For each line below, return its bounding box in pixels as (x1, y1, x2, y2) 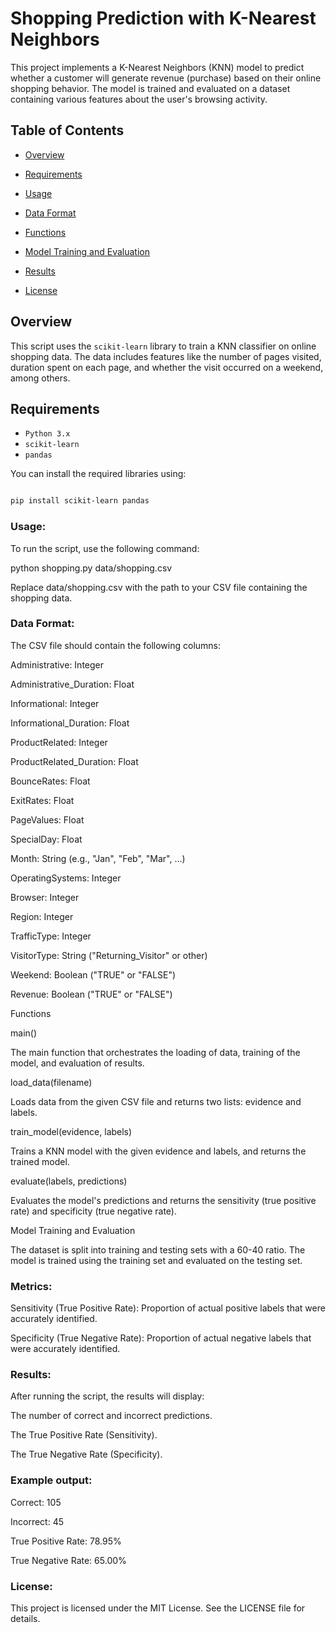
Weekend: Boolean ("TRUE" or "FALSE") (10, 968, 177, 981)
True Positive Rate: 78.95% (10, 1535, 122, 1547)
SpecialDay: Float (10, 833, 83, 845)
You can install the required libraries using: (10, 468, 187, 480)
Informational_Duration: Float (10, 717, 130, 729)
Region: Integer (10, 910, 74, 922)
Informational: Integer (10, 697, 100, 709)
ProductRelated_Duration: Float (10, 755, 139, 767)
